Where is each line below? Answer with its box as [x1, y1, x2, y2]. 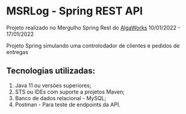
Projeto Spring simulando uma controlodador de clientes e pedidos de [6, 42, 180, 49]
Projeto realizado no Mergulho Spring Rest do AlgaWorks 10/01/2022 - [6, 24, 181, 31]
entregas [6, 48, 29, 55]
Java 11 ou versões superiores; [14, 82, 91, 89]
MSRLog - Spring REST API [6, 4, 143, 18]
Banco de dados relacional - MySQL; [14, 94, 107, 101]
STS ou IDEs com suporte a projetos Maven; [14, 88, 125, 95]
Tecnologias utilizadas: [6, 66, 95, 76]
